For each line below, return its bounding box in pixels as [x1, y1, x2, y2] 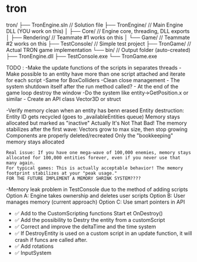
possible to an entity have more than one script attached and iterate [20, 70, 186, 77]
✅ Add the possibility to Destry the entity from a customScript [14, 216, 165, 223]
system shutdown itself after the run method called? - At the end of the [6, 83, 179, 90]
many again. [6, 160, 35, 166]
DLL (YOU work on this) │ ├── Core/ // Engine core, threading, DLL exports [6, 27, 190, 34]
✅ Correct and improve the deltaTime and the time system [14, 223, 156, 230]
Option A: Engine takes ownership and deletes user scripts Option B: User [6, 192, 186, 199]
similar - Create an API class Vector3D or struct [6, 95, 122, 102]
